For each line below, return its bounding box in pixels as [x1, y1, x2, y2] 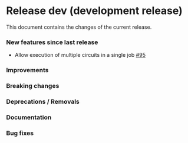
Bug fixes [6, 129, 34, 137]
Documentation [6, 113, 52, 121]
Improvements [6, 66, 49, 74]
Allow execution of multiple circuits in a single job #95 [14, 52, 146, 59]
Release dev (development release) [6, 4, 183, 18]
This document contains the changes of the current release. [6, 23, 152, 30]
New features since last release [6, 38, 98, 46]
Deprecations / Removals [6, 98, 80, 105]
